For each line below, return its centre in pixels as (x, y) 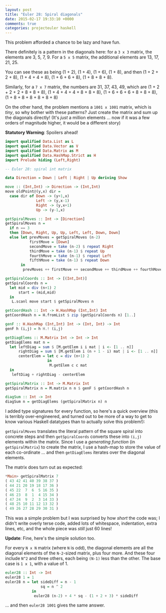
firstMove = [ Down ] (49, 242)
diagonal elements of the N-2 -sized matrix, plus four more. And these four (80, 553)
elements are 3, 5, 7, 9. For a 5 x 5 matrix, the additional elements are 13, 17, (82, 57)
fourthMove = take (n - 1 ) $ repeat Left (70, 256)
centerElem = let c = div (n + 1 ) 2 (54, 356)
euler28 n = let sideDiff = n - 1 (41, 582)
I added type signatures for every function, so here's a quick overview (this (82, 411)
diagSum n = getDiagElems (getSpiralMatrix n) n (56, 402)
